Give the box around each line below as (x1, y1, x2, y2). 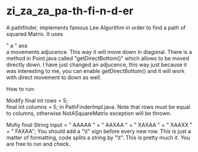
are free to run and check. (6, 140, 71, 147)
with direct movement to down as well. (6, 74, 102, 81)
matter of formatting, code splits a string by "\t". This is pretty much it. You (6, 133, 191, 141)
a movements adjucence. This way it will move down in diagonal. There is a (6, 48, 193, 55)
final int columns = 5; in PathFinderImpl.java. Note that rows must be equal (6, 103, 190, 110)
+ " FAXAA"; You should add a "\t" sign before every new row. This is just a (6, 127, 191, 135)
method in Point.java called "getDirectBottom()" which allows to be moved (6, 54, 190, 62)
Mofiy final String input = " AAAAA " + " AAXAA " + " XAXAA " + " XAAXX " (6, 121, 193, 128)
